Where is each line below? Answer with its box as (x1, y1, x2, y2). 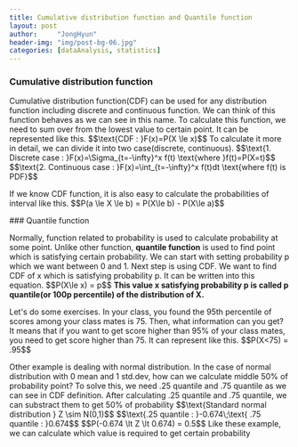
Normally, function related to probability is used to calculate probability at (9, 232, 278, 243)
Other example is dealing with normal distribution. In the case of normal (9, 362, 271, 372)
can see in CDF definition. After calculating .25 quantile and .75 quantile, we (9, 390, 287, 401)
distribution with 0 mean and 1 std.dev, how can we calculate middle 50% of (9, 371, 289, 382)
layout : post (9, 21, 58, 30)
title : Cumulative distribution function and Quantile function (9, 12, 253, 22)
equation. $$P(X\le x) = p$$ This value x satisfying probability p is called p (9, 280, 289, 290)
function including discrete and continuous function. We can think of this (9, 105, 276, 116)
